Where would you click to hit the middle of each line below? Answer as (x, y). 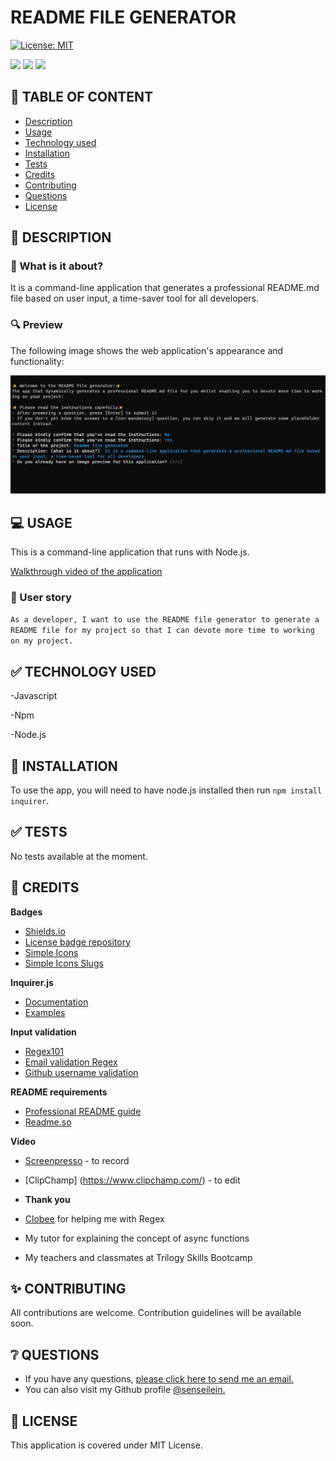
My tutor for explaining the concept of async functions (137, 1238)
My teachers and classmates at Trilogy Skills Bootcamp (138, 1257)
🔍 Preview (36, 325)
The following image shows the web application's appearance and (147, 350)
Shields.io (45, 931)
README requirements (59, 1092)
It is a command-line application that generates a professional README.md (165, 288)
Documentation (56, 1002)
